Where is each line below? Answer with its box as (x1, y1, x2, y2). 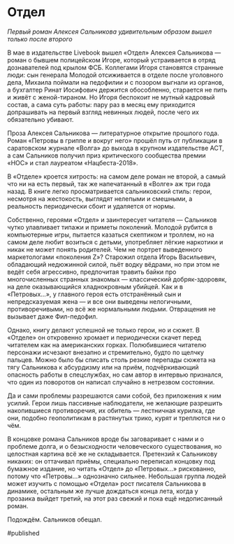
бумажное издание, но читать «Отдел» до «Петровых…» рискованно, (7, 464, 217, 473)
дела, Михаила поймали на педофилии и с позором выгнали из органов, (7, 78, 224, 86)
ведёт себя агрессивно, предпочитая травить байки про (7, 267, 177, 276)
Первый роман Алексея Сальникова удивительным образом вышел (7, 27, 212, 36)
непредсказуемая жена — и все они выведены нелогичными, (7, 297, 192, 305)
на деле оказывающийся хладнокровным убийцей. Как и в (7, 282, 184, 291)
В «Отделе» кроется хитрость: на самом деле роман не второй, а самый (7, 172, 226, 181)
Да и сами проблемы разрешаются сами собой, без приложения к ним (7, 391, 221, 400)
